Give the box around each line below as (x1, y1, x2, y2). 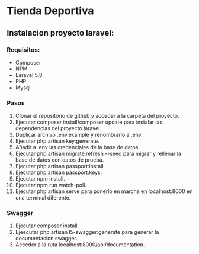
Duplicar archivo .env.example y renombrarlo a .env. (15, 131, 143, 139)
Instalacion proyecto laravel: (7, 28, 114, 38)
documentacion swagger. (15, 235, 78, 242)
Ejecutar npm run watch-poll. (15, 182, 86, 189)
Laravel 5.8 (15, 71, 43, 78)
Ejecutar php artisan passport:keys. (15, 169, 102, 176)
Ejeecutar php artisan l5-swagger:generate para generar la (15, 229, 159, 236)
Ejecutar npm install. (15, 175, 66, 182)
